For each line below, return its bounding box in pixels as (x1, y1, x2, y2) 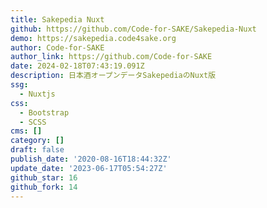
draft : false (10, 145, 65, 155)
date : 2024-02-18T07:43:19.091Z (10, 61, 145, 71)
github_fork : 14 (10, 182, 78, 192)
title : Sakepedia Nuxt (10, 14, 105, 25)
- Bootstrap (19, 107, 70, 118)
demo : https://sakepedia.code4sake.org (10, 33, 177, 43)
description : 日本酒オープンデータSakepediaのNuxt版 (10, 71, 217, 81)
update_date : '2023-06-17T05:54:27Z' (10, 163, 168, 173)
